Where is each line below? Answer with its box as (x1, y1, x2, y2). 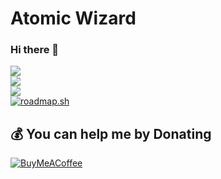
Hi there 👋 (10, 43, 60, 57)
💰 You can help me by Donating (10, 125, 212, 142)
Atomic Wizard (10, 7, 137, 30)
